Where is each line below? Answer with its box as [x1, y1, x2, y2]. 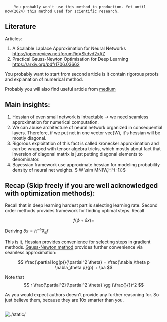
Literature [5, 22, 36, 31]
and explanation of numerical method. [5, 76, 83, 82]
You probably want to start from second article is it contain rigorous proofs [5, 71, 159, 77]
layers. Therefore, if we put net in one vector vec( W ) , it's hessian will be [12, 130, 161, 136]
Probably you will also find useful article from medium [5, 86, 116, 92]
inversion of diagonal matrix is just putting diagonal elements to [12, 151, 143, 157]
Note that [5, 274, 24, 280]
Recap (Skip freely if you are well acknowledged [5, 181, 158, 190]
